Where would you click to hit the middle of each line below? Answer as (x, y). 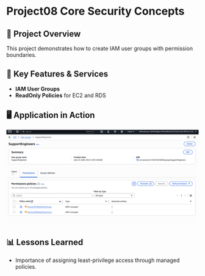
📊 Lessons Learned (45, 242)
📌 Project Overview (44, 34)
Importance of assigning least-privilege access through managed (97, 260)
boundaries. (21, 55)
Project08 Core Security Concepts (95, 11)
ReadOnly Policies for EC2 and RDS (60, 95)
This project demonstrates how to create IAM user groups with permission (100, 48)
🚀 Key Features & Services (57, 74)
